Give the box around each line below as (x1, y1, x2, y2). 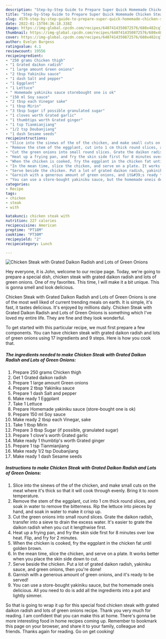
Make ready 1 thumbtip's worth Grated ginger (12, 438, 105, 444)
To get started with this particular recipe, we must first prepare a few (5, 325, 145, 331)
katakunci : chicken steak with (5, 213, 70, 219)
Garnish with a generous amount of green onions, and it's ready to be (12, 572, 154, 578)
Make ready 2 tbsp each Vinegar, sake (12, 417, 91, 423)
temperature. (12, 493, 39, 499)
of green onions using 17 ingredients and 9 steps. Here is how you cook (5, 335, 151, 341)
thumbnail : (5, 30, 28, 35)
